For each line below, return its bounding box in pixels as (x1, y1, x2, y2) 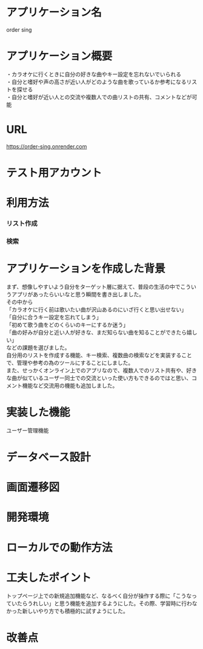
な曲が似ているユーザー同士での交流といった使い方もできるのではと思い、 (6, 374, 192, 381)
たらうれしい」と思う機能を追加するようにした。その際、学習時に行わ (16, 600, 192, 607)
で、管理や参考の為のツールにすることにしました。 (6, 359, 134, 366)
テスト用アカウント (6, 166, 102, 179)
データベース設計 (6, 451, 91, 464)
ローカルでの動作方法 (6, 541, 113, 554)
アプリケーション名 (6, 5, 102, 19)
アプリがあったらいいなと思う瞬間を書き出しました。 (11, 290, 144, 298)
